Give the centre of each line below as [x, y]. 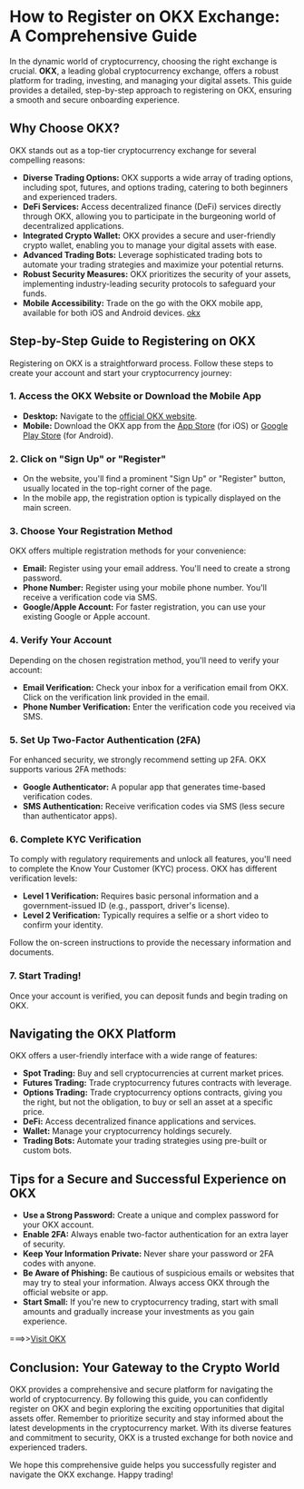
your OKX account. [58, 1225]
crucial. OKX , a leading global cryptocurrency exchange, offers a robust [144, 71]
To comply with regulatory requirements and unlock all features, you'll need [151, 859]
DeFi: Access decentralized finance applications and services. [139, 1122]
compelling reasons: [48, 160]
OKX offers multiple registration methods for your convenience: [128, 551]
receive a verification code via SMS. [90, 598]
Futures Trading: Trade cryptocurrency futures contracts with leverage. [157, 1083]
